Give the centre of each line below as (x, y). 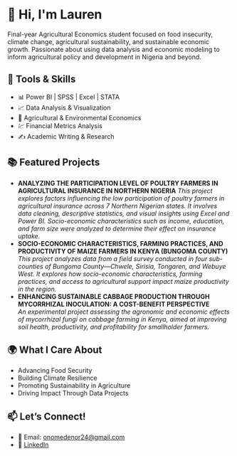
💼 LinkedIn (33, 445)
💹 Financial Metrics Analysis (60, 126)
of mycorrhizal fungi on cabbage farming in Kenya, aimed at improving (122, 319)
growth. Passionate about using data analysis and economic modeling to (114, 49)
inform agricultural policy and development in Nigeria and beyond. (104, 57)
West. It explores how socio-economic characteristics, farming (110, 274)
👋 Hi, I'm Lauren (55, 15)
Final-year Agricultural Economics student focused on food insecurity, (110, 34)
